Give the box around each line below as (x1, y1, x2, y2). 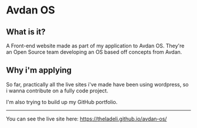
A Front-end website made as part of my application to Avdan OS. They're (6, 42, 185, 49)
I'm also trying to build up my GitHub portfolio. (6, 98, 118, 105)
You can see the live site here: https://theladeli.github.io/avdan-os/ (6, 115, 167, 122)
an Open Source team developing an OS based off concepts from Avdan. (6, 49, 182, 56)
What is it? (6, 27, 46, 37)
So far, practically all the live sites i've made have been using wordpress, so (6, 81, 189, 88)
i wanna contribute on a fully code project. (6, 87, 108, 94)
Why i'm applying (6, 65, 72, 75)
